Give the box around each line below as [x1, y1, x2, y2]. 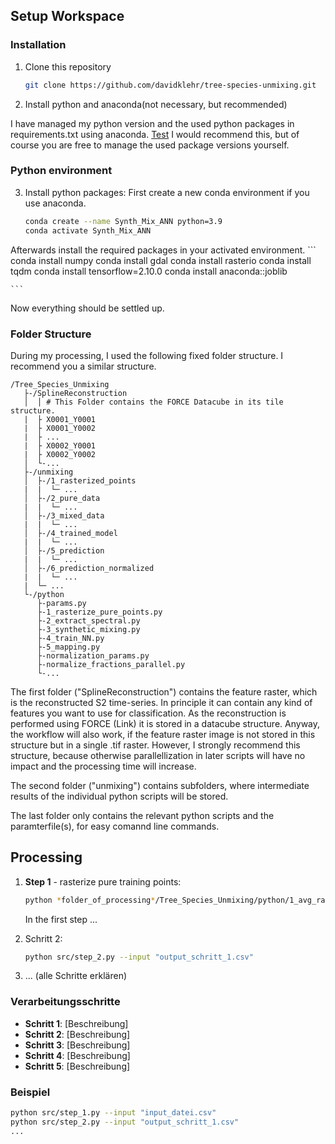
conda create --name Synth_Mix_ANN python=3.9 [24, 216, 223, 226]
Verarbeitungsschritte [10, 995, 121, 1009]
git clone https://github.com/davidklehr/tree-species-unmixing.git [24, 80, 317, 90]
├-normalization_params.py [36, 650, 150, 661]
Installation [10, 38, 67, 52]
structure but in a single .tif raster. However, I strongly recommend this [10, 739, 301, 751]
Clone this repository [24, 60, 112, 73]
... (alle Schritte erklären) [24, 970, 128, 982]
